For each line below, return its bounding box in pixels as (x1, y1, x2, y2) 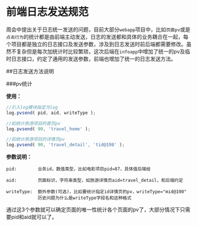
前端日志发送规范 (6, 5, 89, 19)
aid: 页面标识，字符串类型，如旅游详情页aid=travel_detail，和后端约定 (6, 177, 183, 184)
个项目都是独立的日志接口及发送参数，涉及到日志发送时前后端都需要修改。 (6, 41, 186, 48)
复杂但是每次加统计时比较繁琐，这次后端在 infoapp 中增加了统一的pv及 (16, 48, 185, 55)
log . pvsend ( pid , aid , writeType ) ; (6, 110, 96, 116)
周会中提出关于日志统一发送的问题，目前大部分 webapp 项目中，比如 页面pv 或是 (6, 26, 191, 33)
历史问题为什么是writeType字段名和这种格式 (37, 195, 132, 201)
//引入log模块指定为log (6, 104, 58, 110)
